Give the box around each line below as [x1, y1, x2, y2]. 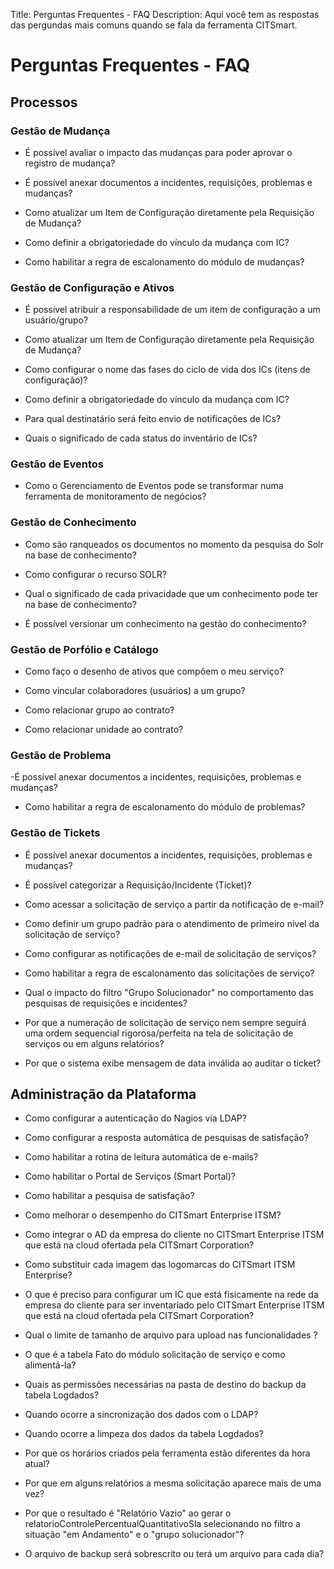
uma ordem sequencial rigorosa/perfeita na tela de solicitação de [24, 1027, 294, 1039]
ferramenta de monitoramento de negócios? [24, 490, 207, 503]
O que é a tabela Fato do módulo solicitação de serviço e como [24, 1349, 286, 1361]
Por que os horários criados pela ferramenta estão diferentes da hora [24, 1447, 311, 1459]
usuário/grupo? [24, 314, 89, 326]
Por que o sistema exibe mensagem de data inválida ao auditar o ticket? [24, 1057, 322, 1069]
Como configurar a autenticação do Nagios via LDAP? [24, 1112, 247, 1124]
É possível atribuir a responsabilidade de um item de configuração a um [24, 304, 321, 316]
